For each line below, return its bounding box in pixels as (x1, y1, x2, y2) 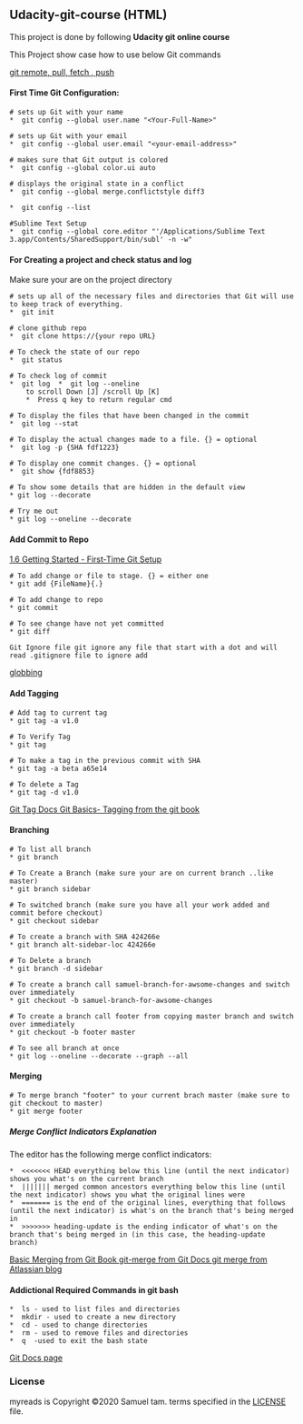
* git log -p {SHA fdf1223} (9, 443, 120, 453)
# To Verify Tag (9, 732, 71, 741)
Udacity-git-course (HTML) (9, 7, 168, 23)
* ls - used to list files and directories (9, 1305, 181, 1314)
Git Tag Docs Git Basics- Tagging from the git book (9, 804, 200, 815)
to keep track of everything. (9, 300, 124, 309)
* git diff (9, 627, 51, 637)
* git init (9, 308, 54, 317)
